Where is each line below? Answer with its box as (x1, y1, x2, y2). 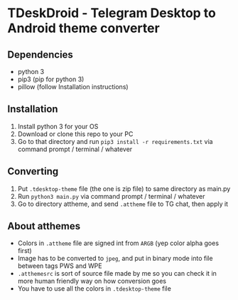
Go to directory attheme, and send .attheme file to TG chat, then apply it (17, 200, 229, 208)
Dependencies (7, 48, 73, 61)
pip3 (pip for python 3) (17, 75, 85, 83)
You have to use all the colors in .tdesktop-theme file (17, 284, 172, 293)
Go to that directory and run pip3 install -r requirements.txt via (17, 137, 213, 145)
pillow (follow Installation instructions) (17, 83, 129, 90)
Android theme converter (7, 20, 160, 36)
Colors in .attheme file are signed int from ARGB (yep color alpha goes (17, 239, 219, 247)
